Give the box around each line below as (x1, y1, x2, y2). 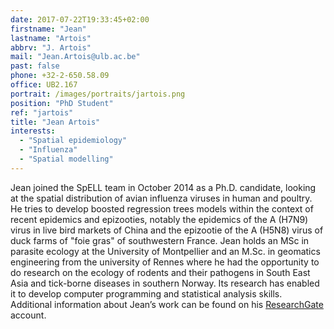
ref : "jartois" (10, 107, 74, 118)
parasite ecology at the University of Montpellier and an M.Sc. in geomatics (10, 245, 321, 257)
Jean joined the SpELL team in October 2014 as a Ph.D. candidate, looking (10, 181, 317, 193)
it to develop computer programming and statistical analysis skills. (10, 287, 283, 300)
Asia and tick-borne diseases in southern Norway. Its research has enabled (10, 277, 320, 289)
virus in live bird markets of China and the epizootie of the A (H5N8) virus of (10, 224, 324, 236)
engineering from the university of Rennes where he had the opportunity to (10, 256, 320, 268)
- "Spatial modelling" (19, 154, 114, 164)
